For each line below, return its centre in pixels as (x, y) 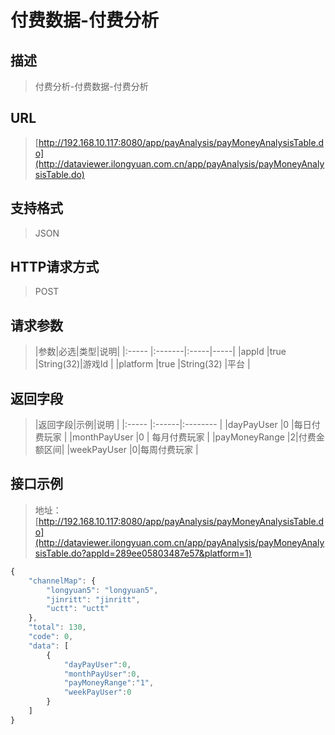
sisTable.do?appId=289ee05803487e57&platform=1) (143, 553)
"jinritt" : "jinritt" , (93, 599)
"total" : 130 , (57, 627)
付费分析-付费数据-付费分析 (91, 86)
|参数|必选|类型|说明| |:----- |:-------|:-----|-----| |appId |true (160, 352)
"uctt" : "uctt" (78, 609)
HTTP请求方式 (55, 267)
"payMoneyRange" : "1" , (109, 683)
